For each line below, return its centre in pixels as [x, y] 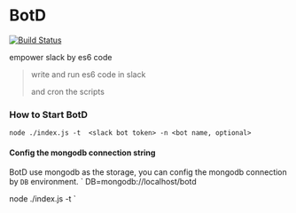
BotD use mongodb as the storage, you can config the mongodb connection [148, 172]
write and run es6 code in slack [88, 74]
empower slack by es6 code [61, 57]
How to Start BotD [49, 114]
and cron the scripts [67, 91]
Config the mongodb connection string [82, 153]
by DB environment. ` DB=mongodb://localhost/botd [103, 182]
